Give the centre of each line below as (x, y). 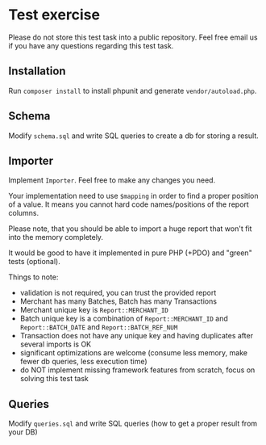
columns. (24, 213)
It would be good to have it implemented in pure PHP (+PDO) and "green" (130, 253)
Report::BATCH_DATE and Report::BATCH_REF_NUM (99, 327)
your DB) (23, 432)
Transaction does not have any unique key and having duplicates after (137, 336)
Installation (37, 71)
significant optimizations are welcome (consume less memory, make (134, 353)
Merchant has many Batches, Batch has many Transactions (118, 301)
